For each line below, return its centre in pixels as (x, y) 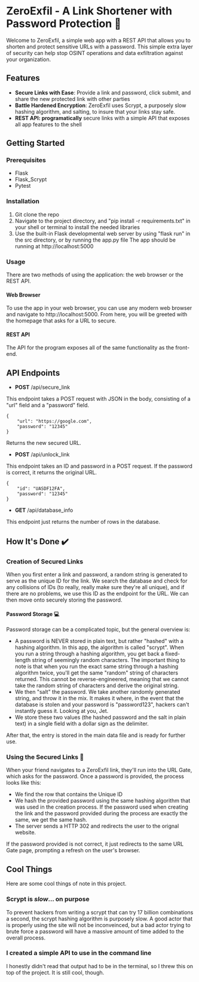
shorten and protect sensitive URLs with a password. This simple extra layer (99, 47)
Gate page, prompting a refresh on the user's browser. (73, 850)
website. (25, 832)
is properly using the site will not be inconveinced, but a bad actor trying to (99, 925)
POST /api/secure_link (42, 388)
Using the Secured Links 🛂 (45, 757)
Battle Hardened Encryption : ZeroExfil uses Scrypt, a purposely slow (100, 105)
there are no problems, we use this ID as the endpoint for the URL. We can (98, 593)
